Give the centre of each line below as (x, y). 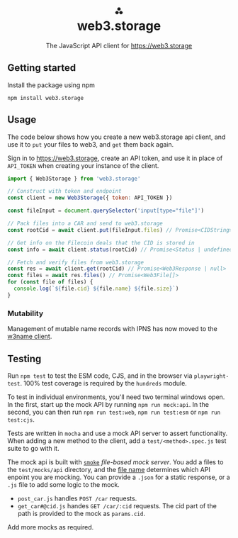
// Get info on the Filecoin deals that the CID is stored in (101, 243)
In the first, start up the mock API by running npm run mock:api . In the (108, 404)
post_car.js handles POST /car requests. (77, 498)
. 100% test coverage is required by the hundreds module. (104, 383)
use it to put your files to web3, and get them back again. (91, 144)
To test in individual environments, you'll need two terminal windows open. (116, 397)
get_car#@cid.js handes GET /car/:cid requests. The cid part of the (117, 505)
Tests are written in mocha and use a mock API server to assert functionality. (118, 433)
